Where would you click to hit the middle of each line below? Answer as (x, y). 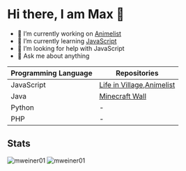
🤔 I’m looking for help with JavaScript (71, 48)
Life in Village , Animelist (137, 84)
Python (23, 107)
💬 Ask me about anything (53, 56)
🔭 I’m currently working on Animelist (69, 34)
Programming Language (52, 73)
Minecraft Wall (123, 96)
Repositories (137, 73)
